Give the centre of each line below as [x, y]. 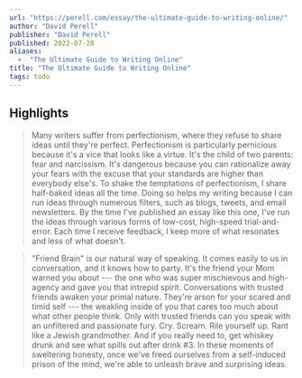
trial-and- [262, 222]
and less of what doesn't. [78, 241]
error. [41, 231]
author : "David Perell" [54, 26]
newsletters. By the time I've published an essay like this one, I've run [160, 212]
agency [46, 287]
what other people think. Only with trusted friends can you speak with [161, 316]
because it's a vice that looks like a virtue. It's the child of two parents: [162, 154]
